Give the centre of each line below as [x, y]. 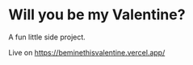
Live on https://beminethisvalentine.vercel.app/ [87, 52]
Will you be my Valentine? [97, 15]
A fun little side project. [47, 37]
